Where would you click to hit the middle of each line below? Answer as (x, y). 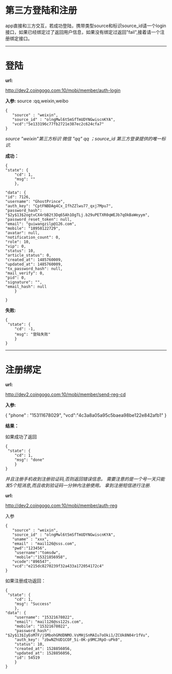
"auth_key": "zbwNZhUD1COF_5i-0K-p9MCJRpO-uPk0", (69, 640)
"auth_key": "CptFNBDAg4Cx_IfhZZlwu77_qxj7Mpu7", (59, 206)
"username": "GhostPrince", (35, 201)
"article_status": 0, (28, 255)
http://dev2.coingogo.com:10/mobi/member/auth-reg (61, 505)
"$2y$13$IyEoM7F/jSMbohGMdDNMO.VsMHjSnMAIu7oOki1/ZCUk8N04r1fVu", (78, 635)
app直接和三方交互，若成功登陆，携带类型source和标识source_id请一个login (86, 26)
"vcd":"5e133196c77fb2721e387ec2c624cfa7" (58, 124)
